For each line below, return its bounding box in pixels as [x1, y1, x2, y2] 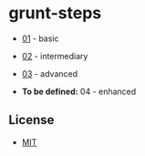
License [8, 112, 55, 128]
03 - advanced [21, 68, 78, 79]
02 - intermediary [21, 50, 88, 61]
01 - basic [21, 33, 59, 44]
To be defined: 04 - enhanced [21, 86, 137, 97]
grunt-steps [8, 3, 102, 24]
